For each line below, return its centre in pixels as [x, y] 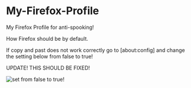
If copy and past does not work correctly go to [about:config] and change [95, 50]
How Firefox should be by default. [47, 38]
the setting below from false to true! [50, 56]
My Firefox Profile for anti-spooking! [50, 27]
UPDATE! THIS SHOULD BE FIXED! [48, 68]
